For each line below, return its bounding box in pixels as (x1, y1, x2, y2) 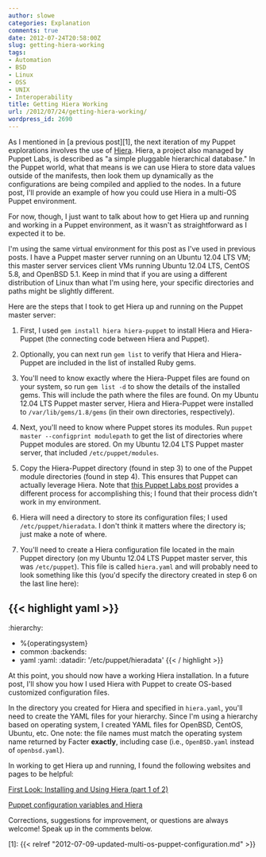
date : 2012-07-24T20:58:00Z (8, 33, 102, 42)
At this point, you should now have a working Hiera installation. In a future (8, 670, 249, 680)
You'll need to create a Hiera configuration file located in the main (19, 544, 235, 554)
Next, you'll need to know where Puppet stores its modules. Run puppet (19, 423, 253, 432)
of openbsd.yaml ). (8, 745, 65, 754)
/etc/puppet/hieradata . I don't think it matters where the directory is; (19, 520, 246, 530)
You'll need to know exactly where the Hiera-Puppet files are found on (19, 373, 250, 383)
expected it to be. (8, 228, 66, 238)
